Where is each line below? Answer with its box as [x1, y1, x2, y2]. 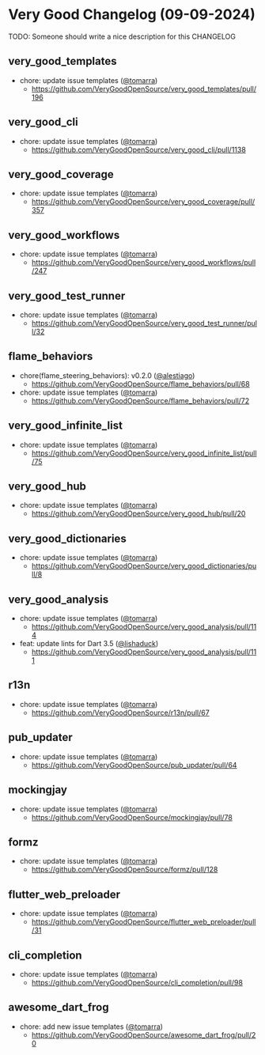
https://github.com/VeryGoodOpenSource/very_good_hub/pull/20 [31, 509, 246, 519]
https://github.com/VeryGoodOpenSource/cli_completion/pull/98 [31, 977, 244, 987]
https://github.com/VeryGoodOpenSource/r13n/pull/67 [31, 708, 210, 717]
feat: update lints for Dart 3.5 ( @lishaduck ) [19, 639, 159, 649]
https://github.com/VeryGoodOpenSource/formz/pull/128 [31, 864, 218, 875]
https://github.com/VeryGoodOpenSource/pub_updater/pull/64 [31, 760, 237, 770]
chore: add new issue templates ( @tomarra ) [19, 1022, 164, 1031]
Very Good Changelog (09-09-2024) [8, 6, 256, 24]
